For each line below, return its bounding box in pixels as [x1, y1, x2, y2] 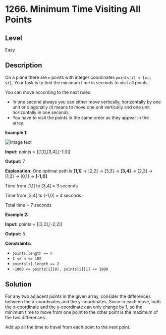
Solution [5, 280, 32, 288]
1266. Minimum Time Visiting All [5, 3, 141, 15]
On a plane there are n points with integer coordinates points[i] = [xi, [5, 74, 152, 80]
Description [5, 61, 42, 70]
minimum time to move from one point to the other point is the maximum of [5, 309, 158, 315]
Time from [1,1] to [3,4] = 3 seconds [5, 182, 78, 189]
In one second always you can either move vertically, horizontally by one [12, 99, 161, 105]
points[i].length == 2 [12, 261, 59, 266]
